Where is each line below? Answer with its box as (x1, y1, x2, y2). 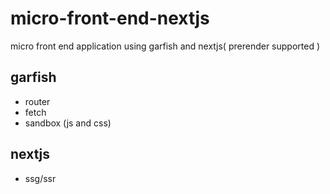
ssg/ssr (24, 172, 57, 184)
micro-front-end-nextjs (10, 7, 210, 30)
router (24, 95, 51, 107)
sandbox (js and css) (24, 117, 112, 129)
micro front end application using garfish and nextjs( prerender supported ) (10, 40, 321, 52)
